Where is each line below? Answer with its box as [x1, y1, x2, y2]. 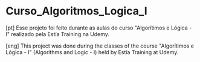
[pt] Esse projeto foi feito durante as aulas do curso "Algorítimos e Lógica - [5, 24, 192, 31]
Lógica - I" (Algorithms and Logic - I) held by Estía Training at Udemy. [5, 48, 179, 55]
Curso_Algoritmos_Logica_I [5, 4, 147, 18]
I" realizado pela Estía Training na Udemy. [5, 30, 109, 37]
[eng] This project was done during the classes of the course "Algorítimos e [5, 42, 195, 49]
